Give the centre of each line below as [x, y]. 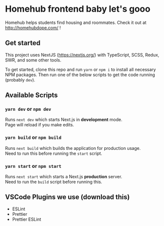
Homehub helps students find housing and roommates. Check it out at [76, 22]
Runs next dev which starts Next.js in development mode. [64, 120]
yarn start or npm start [33, 166]
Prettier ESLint [27, 219]
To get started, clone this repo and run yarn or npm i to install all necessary [81, 69]
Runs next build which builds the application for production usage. [73, 148]
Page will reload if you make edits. [40, 125]
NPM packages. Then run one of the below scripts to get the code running [80, 75]
